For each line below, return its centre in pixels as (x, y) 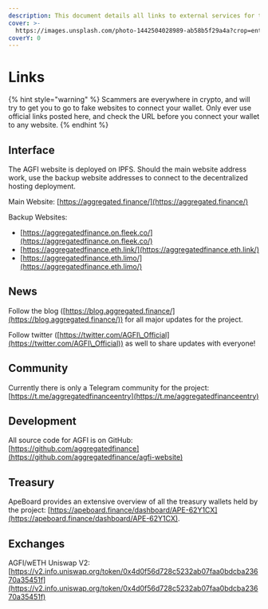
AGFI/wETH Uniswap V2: (49, 563)
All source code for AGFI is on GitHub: (71, 441)
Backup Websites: (38, 217)
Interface (32, 150)
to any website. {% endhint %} (59, 125)
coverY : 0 (25, 38)
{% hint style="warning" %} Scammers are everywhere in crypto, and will (129, 100)
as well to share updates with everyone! (190, 343)
